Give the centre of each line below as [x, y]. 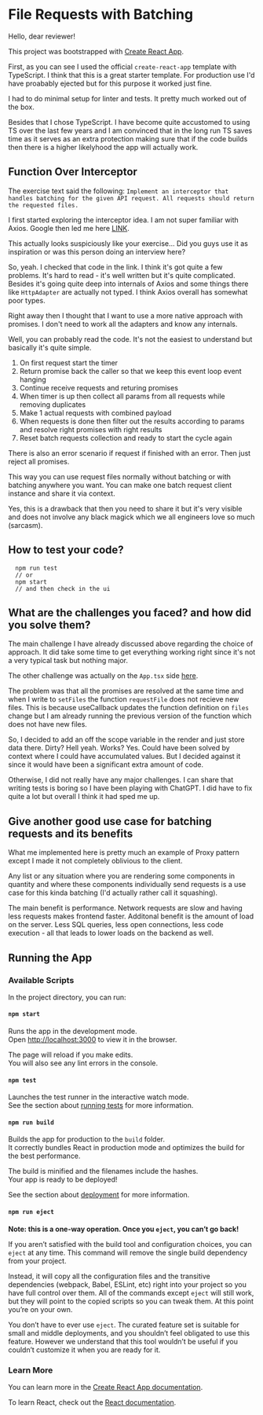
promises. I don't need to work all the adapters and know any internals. [123, 324]
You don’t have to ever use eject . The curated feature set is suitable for [124, 1325]
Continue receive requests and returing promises [99, 387]
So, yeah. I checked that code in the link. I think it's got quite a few [115, 267]
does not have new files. [48, 724]
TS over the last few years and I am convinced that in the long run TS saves [130, 130]
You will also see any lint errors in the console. [83, 1063]
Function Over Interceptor [73, 172]
